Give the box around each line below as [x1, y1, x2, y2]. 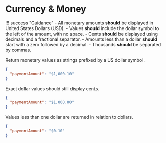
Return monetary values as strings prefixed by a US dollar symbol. [5, 56, 145, 63]
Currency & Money [5, 3, 87, 15]
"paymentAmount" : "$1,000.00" [10, 100, 74, 105]
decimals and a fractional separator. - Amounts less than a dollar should [5, 36, 157, 42]
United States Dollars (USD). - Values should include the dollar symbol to [5, 25, 159, 31]
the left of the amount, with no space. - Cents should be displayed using [5, 31, 158, 37]
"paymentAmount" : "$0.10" [10, 128, 65, 134]
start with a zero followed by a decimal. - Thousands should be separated [5, 41, 161, 47]
